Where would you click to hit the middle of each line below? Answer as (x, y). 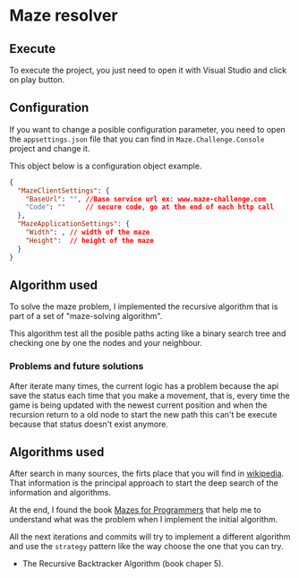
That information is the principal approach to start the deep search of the (144, 483)
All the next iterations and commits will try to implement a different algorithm (150, 537)
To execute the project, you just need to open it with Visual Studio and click (148, 70)
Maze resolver (64, 16)
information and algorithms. (60, 493)
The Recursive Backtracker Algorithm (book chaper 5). (123, 564)
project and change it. (50, 148)
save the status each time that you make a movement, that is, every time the (149, 395)
